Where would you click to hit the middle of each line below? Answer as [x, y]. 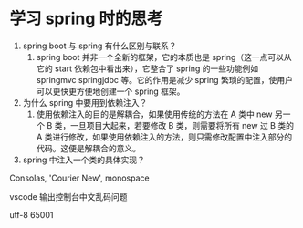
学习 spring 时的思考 [86, 19]
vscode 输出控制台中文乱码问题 [68, 196]
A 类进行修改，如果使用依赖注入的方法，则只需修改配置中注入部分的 [164, 137]
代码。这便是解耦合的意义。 [89, 148]
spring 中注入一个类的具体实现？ [84, 160]
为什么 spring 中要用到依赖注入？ [85, 102]
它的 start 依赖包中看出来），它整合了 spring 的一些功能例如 [147, 68]
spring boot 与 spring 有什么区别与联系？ [99, 46]
